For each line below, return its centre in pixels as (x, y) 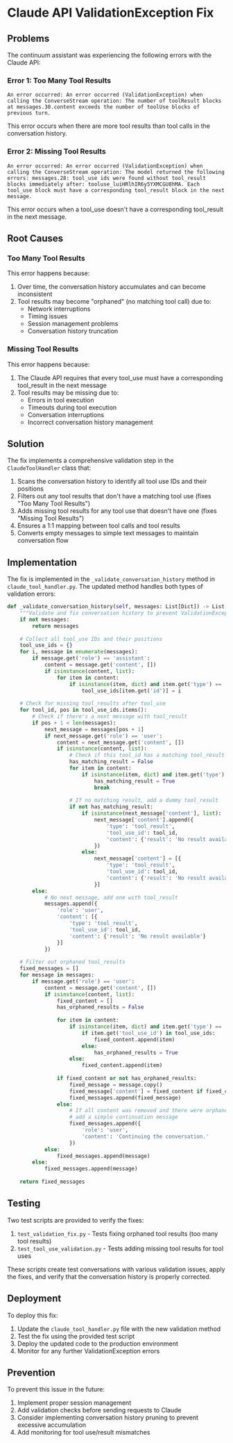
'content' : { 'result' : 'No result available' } (138, 936)
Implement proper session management (74, 1403)
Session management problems (73, 324)
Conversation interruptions (66, 414)
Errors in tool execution (61, 400)
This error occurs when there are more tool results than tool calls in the (109, 126)
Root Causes (35, 238)
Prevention (31, 1372)
